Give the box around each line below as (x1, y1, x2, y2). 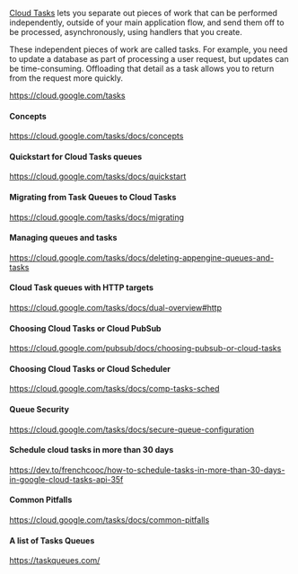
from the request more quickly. (9, 73, 124, 84)
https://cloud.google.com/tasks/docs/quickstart (9, 171, 187, 182)
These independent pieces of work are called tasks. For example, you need (9, 44, 288, 55)
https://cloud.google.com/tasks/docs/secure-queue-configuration (9, 424, 255, 435)
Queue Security (9, 404, 70, 415)
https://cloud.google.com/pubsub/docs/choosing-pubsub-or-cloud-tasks (9, 343, 282, 354)
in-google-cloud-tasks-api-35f (9, 473, 124, 484)
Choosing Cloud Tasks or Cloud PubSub (9, 322, 162, 333)
